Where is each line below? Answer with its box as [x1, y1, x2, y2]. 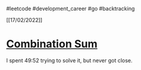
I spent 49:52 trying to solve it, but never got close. [6, 56, 133, 64]
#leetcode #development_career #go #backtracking [6, 5, 135, 12]
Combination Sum [6, 37, 98, 51]
